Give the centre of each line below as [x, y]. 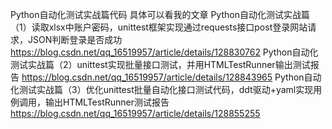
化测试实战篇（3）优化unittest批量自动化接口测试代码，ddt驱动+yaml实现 [162, 89]
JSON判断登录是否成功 [75, 39]
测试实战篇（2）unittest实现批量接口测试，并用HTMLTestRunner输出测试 [160, 64]
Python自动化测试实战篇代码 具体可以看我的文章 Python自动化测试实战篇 [160, 14]
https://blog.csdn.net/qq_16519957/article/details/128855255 [135, 113]
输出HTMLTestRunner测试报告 [107, 102]
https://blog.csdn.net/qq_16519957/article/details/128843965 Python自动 [171, 77]
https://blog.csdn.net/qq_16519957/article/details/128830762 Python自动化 [164, 52]
